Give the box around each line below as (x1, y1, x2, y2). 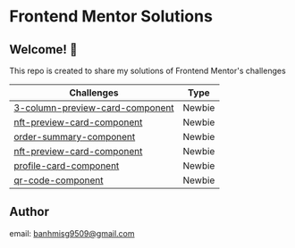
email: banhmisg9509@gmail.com (9, 227, 136, 238)
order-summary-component (13, 131, 136, 143)
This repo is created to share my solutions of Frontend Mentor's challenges (9, 65, 286, 76)
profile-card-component (13, 160, 120, 171)
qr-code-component (13, 174, 105, 186)
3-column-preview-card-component (13, 102, 174, 113)
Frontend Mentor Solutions (9, 6, 213, 27)
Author (9, 204, 49, 219)
